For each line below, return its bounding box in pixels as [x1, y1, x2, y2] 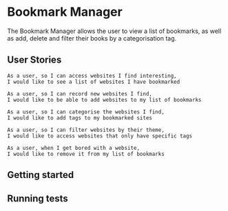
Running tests [7, 192, 69, 204]
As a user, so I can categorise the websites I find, [7, 108, 165, 115]
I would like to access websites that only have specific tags [7, 132, 193, 140]
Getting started [7, 169, 74, 181]
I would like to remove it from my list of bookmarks [7, 151, 165, 157]
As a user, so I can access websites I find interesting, [7, 72, 177, 79]
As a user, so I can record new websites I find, [7, 90, 153, 97]
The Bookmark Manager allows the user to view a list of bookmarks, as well [7, 27, 222, 35]
